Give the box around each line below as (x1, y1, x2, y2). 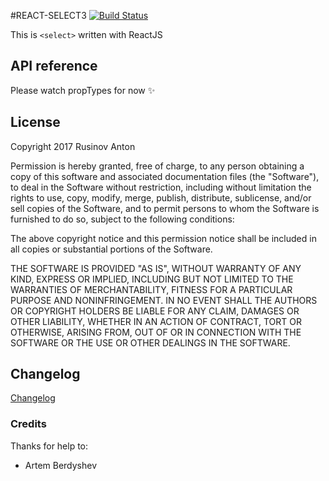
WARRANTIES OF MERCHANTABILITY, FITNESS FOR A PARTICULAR (10, 283, 293, 295)
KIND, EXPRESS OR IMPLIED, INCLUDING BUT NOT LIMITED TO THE (10, 273, 294, 285)
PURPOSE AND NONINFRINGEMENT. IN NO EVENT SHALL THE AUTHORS (10, 294, 318, 306)
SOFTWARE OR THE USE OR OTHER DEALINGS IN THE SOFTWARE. (10, 336, 291, 349)
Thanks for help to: (10, 440, 89, 452)
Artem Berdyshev (24, 459, 98, 471)
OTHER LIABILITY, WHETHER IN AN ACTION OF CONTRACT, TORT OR (10, 315, 302, 327)
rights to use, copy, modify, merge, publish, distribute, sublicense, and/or (10, 191, 312, 204)
